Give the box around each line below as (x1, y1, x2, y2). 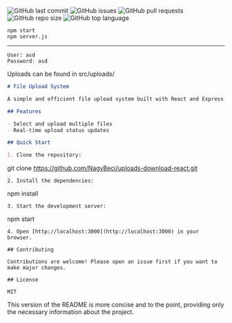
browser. (7, 234, 32, 241)
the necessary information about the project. (7, 308, 135, 316)
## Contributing (7, 247, 54, 253)
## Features (7, 107, 41, 115)
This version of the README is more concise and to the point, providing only (7, 300, 224, 309)
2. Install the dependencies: (7, 178, 95, 185)
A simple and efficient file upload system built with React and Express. (7, 95, 227, 103)
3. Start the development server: (7, 203, 107, 210)
